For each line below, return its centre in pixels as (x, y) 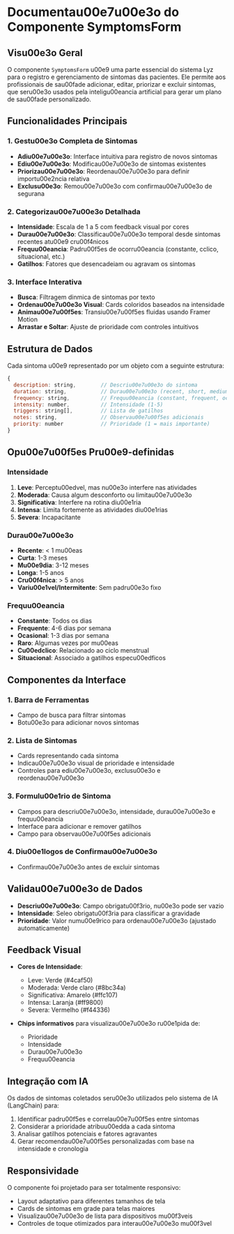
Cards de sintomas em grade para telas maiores (86, 1209)
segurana (31, 194)
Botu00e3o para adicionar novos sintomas (78, 722)
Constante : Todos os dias (55, 621)
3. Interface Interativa (45, 282)
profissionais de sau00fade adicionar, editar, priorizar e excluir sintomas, (111, 84)
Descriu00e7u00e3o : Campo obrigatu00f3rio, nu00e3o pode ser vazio (120, 906)
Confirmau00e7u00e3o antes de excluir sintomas (88, 866)
